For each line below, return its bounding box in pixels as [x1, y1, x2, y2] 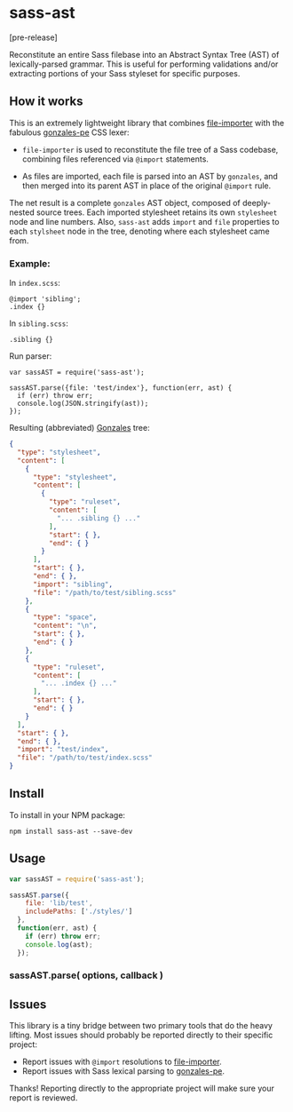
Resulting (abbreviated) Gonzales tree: [9, 423, 150, 433]
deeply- [242, 197, 271, 208]
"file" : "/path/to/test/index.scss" [17, 753, 153, 762]
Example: [9, 257, 51, 269]
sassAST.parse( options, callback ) [9, 969, 164, 981]
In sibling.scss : [9, 318, 68, 329]
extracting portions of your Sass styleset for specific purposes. [9, 68, 241, 78]
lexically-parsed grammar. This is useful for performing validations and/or [9, 59, 279, 69]
